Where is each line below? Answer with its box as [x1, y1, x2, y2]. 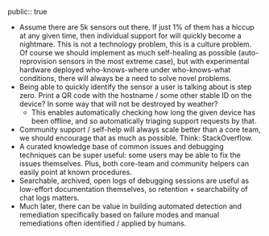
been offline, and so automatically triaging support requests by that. [31, 116, 257, 125]
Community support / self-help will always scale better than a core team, [19, 124, 261, 134]
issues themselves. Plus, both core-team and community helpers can [19, 159, 250, 168]
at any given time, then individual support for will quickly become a [19, 31, 242, 40]
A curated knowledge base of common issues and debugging [19, 142, 224, 151]
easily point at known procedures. [19, 168, 132, 177]
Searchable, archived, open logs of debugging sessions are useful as [19, 176, 250, 185]
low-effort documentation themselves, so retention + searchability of [19, 185, 248, 193]
